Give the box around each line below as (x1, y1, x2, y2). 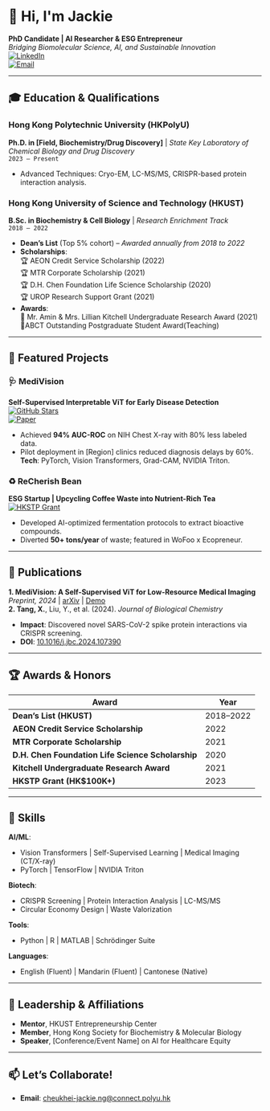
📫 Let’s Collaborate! (8, 1068, 113, 1081)
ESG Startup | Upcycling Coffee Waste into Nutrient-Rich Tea (8, 493, 216, 503)
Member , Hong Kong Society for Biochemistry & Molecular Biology (19, 1027, 243, 1037)
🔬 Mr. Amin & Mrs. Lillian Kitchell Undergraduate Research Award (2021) (19, 312, 259, 321)
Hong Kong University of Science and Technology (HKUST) (8, 197, 244, 208)
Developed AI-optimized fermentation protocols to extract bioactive (19, 517, 244, 527)
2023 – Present (8, 154, 59, 163)
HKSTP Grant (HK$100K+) (12, 775, 116, 786)
